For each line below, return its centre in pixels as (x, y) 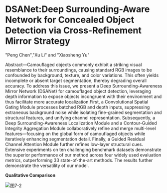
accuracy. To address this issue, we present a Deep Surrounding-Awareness (84, 85)
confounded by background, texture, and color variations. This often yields (82, 75)
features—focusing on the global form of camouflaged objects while (75, 133)
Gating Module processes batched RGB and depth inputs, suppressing (78, 107)
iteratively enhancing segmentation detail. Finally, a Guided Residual (75, 139)
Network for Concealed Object (70, 20)
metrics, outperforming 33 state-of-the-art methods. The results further (79, 160)
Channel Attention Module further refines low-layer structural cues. (74, 144)
